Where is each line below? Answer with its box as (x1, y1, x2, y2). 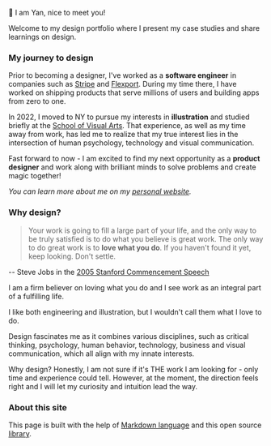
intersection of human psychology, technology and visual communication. (8, 138, 255, 148)
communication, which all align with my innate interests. (8, 349, 195, 358)
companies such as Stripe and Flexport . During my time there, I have (8, 79, 237, 89)
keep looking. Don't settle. (28, 251, 116, 261)
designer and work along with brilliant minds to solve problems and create (8, 162, 256, 172)
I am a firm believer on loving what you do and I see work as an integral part (8, 282, 261, 292)
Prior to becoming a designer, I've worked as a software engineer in (8, 71, 237, 80)
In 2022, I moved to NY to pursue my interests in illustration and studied (8, 112, 250, 122)
